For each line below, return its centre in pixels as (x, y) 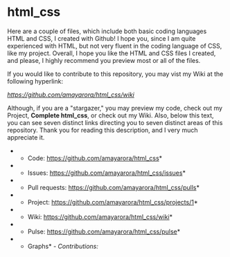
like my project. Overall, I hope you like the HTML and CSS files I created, (112, 53)
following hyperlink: (35, 81)
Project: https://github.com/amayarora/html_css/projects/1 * (113, 202)
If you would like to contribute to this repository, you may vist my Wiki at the (115, 74)
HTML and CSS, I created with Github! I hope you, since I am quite (101, 38)
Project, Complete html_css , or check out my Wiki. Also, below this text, (110, 115)
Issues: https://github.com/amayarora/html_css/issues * (106, 173)
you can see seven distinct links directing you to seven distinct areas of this (115, 122)
